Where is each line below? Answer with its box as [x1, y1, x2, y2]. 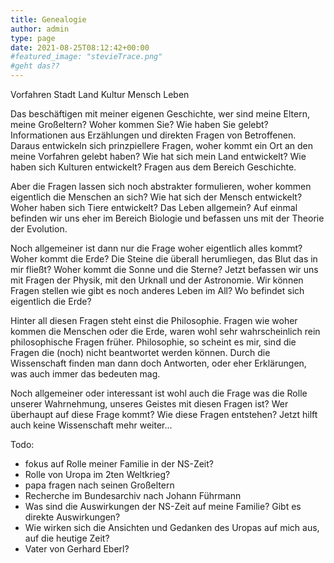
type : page [10, 33, 56, 43]
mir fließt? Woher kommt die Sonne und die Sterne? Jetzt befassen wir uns [10, 264, 319, 275]
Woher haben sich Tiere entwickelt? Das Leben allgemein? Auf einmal [10, 202, 298, 213]
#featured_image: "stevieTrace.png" [10, 52, 163, 62]
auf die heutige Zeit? [24, 532, 110, 544]
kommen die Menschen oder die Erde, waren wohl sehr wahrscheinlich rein [10, 326, 321, 337]
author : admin [10, 24, 70, 34]
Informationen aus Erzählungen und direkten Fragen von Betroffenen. [10, 129, 297, 141]
